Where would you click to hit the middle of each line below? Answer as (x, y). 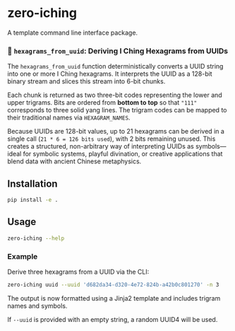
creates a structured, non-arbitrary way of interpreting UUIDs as (101, 146)
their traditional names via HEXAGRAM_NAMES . (69, 117)
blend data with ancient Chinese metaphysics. (74, 161)
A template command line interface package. (73, 33)
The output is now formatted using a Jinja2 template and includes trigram (114, 298)
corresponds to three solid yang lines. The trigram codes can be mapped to (117, 110)
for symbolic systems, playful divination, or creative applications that (123, 154)
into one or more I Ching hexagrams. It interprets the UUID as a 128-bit (110, 74)
